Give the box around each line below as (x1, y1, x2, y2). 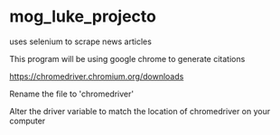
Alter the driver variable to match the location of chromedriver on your (9, 105, 271, 116)
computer (9, 115, 46, 126)
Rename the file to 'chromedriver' (9, 88, 134, 99)
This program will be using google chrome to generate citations (9, 53, 246, 64)
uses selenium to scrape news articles (9, 36, 152, 47)
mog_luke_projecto (9, 6, 156, 27)
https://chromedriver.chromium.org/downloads (9, 70, 184, 82)
